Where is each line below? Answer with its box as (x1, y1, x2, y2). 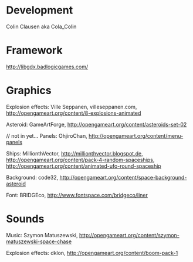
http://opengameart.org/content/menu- (88, 132, 184, 139)
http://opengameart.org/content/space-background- (59, 174, 187, 181)
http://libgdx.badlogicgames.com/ (6, 63, 89, 70)
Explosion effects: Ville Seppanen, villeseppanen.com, (6, 103, 137, 110)
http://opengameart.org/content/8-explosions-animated (6, 110, 141, 117)
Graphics (6, 84, 52, 97)
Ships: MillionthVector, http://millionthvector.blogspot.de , (6, 150, 143, 157)
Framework (6, 44, 63, 57)
